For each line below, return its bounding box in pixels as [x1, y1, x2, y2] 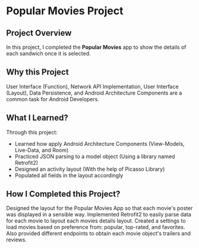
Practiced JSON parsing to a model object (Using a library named [14, 153, 175, 160]
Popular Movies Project [6, 4, 124, 18]
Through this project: [6, 128, 58, 136]
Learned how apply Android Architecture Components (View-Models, [14, 140, 185, 147]
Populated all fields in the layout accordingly [14, 171, 124, 179]
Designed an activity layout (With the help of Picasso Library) [14, 165, 165, 172]
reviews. [6, 236, 27, 243]
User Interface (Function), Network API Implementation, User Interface [6, 83, 179, 90]
